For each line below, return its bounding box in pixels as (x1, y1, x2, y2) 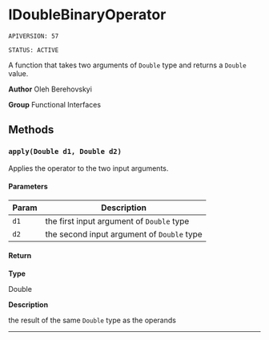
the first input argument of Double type (45, 215, 190, 226)
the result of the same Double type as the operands (8, 315, 176, 326)
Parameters (8, 182, 48, 192)
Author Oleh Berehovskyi (8, 84, 92, 94)
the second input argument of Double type (45, 229, 203, 240)
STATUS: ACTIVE (8, 46, 59, 54)
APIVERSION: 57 (8, 32, 59, 40)
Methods (8, 123, 54, 137)
